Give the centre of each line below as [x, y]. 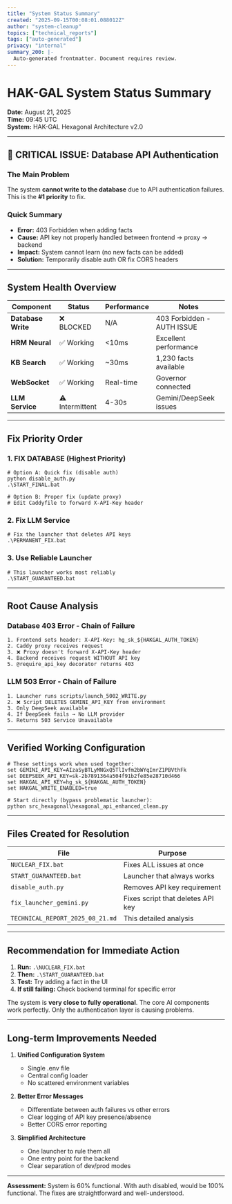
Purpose [173, 853]
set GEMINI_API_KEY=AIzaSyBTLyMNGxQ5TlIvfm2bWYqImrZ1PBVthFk [97, 770]
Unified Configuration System [61, 1055]
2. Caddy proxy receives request [55, 646]
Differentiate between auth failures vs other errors [99, 1110]
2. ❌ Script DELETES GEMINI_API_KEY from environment [86, 702]
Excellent [171, 338]
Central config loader [58, 1075]
